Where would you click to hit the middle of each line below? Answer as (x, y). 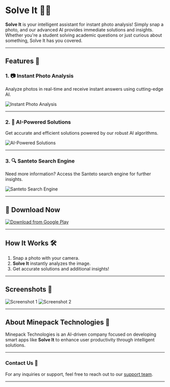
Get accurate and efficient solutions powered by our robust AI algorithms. (82, 133)
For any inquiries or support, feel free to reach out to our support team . (79, 374)
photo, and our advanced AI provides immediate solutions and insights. (79, 29)
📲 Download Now (33, 210)
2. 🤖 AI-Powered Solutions (38, 122)
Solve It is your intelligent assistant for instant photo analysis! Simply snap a (84, 24)
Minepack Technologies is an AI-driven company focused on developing (81, 334)
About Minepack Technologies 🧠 (58, 322)
